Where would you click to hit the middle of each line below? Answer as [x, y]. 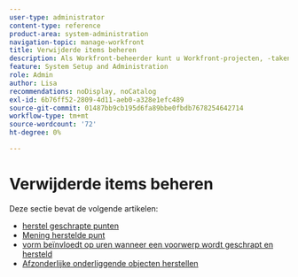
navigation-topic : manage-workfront [77, 42]
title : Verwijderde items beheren [73, 50]
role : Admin [31, 75]
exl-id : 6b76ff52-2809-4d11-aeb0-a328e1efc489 [97, 100]
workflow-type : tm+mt [49, 116]
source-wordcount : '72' [53, 125]
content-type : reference [55, 26]
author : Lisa [33, 83]
